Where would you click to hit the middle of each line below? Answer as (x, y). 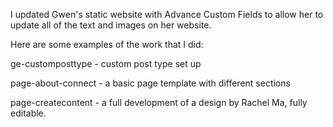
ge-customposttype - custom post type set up (106, 63)
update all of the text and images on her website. (111, 25)
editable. (28, 113)
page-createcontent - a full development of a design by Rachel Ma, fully (159, 102)
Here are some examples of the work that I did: (107, 44)
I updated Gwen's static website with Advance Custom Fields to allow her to (167, 14)
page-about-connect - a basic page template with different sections (150, 83)
